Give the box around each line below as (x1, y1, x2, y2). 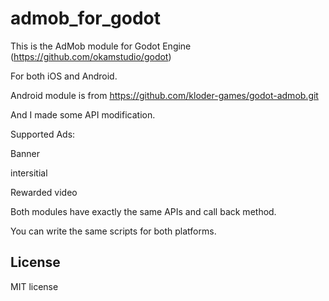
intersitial (10, 167, 48, 179)
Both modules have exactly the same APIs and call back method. (10, 205, 277, 217)
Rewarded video (10, 186, 78, 198)
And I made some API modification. (10, 108, 156, 121)
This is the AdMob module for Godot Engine (10, 40, 192, 52)
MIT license (10, 280, 59, 292)
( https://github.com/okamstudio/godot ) (10, 50, 172, 62)
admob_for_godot (10, 7, 161, 30)
